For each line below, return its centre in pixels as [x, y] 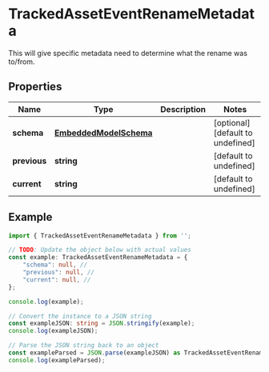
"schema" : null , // [55, 265]
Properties [35, 87]
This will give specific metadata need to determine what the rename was [128, 53]
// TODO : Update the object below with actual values [100, 250]
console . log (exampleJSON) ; [53, 331]
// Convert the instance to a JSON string [80, 316]
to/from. [22, 62]
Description [183, 109]
